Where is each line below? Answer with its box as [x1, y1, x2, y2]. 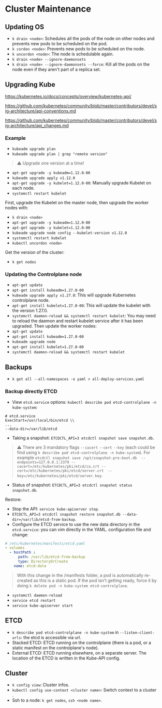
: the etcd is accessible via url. [21, 634, 81, 640]
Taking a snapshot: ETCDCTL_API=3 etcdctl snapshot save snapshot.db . [12, 435, 154, 441]
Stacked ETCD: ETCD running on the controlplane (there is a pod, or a [12, 640, 151, 645]
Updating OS [5, 23, 44, 31]
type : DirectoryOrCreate [17, 559, 68, 564]
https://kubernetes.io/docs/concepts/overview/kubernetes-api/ [5, 93, 132, 99]
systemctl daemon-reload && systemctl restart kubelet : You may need [12, 313, 156, 319]
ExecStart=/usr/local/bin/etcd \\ [5, 418, 75, 423]
